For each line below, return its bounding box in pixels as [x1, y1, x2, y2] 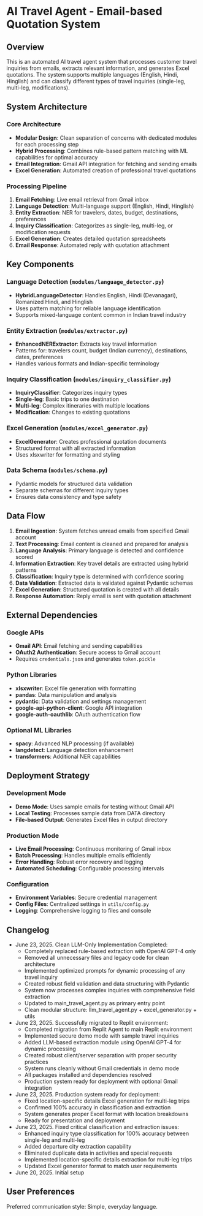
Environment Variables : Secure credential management [15, 894, 158, 902]
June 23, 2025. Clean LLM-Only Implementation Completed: [15, 941, 168, 948]
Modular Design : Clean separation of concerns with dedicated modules [15, 134, 197, 142]
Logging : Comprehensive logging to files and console [15, 907, 151, 914]
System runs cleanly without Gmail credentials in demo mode [24, 1065, 180, 1072]
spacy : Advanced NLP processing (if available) [15, 740, 135, 747]
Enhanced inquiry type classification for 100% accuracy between [24, 1130, 190, 1138]
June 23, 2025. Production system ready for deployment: [15, 1091, 161, 1098]
